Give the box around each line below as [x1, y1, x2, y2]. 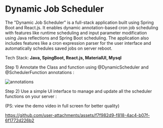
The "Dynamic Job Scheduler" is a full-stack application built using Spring [5, 19, 154, 25]
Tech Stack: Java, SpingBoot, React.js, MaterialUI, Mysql [5, 55, 122, 60]
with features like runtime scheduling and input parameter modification [5, 30, 147, 36]
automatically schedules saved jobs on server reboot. [5, 45, 113, 51]
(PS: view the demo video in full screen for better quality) [5, 103, 120, 109]
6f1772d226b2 [5, 117, 35, 123]
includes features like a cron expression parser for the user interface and [5, 40, 151, 46]
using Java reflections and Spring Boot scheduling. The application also [5, 35, 149, 41]
